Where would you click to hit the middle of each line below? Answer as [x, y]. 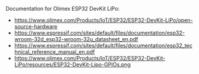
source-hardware [36, 27]
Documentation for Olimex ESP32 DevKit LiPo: [63, 9]
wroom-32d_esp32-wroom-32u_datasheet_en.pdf [76, 39]
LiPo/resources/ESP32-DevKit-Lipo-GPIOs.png [73, 64]
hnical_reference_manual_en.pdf [55, 52]
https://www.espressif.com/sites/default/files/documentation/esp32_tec [103, 45]
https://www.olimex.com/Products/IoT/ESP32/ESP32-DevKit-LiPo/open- [103, 20]
